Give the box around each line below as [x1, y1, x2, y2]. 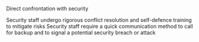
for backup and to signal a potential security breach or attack [6, 29, 156, 36]
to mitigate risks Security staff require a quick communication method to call [6, 23, 193, 30]
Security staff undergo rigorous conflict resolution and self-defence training [6, 17, 192, 23]
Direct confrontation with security [6, 5, 89, 12]
